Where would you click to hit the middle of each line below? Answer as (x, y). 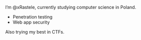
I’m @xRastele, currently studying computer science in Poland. (71, 7)
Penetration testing (32, 17)
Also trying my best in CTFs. (35, 32)
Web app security (31, 22)
